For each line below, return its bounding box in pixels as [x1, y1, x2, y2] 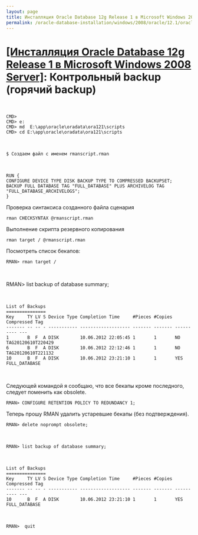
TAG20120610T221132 [6, 350, 54, 356]
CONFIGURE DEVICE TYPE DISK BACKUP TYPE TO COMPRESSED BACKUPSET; [6, 178, 173, 184]
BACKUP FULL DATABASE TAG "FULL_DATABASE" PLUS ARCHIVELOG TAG [6, 183, 165, 189]
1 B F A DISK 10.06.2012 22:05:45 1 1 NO [6, 335, 181, 341]
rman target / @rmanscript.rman [6, 237, 85, 243]
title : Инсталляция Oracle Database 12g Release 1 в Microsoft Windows [6, 14, 186, 20]
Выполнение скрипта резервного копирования [6, 226, 125, 233]
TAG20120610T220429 [6, 340, 54, 346]
